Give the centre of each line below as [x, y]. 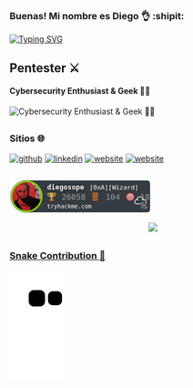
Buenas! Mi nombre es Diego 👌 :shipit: [97, 15]
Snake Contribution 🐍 [58, 256]
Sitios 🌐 [27, 138]
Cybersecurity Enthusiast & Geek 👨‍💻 [80, 91]
